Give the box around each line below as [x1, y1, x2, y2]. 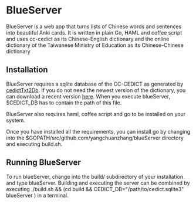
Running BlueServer [6, 158, 81, 168]
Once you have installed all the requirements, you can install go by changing [6, 128, 191, 135]
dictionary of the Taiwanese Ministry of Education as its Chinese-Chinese [6, 42, 184, 49]
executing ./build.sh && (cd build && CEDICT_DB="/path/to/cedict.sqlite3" [6, 185, 184, 192]
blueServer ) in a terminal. [6, 192, 69, 199]
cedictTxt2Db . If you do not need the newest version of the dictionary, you [6, 86, 186, 94]
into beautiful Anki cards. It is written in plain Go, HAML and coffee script [6, 29, 183, 36]
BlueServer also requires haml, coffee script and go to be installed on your [6, 110, 186, 117]
